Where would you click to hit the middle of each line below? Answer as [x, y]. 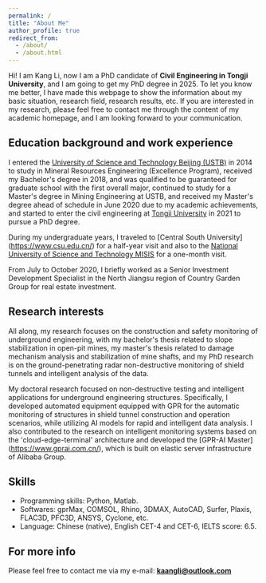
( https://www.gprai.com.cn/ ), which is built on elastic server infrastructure [130, 448]
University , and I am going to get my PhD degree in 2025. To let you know [130, 84]
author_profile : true [44, 30]
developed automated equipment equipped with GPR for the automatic [124, 406]
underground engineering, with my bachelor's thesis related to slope [121, 339]
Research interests [56, 312]
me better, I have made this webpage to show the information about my [125, 92]
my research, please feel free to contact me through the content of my [124, 109]
